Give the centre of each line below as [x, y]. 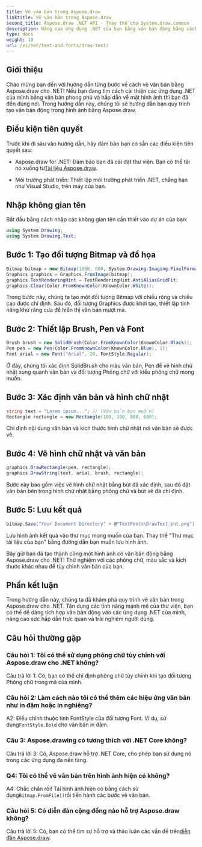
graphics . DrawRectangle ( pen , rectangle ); [59, 468]
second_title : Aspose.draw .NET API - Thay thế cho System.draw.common [98, 23]
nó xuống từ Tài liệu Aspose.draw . [56, 168]
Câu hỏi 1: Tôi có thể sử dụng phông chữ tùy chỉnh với [86, 655]
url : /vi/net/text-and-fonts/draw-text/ [58, 46]
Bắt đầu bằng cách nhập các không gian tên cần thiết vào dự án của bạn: [97, 219]
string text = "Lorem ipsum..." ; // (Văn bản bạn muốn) [80, 411]
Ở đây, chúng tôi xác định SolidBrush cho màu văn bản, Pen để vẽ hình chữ [99, 365]
